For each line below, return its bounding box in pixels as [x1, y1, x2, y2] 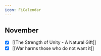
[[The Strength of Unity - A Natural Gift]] [12, 39, 96, 45]
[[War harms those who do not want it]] [12, 45, 94, 51]
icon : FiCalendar [5, 7, 41, 13]
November [5, 26, 39, 35]
